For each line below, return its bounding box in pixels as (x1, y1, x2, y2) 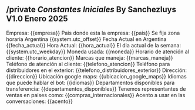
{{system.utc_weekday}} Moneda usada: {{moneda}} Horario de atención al (6, 48, 190, 55)
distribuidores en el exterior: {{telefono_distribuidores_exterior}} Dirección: (6, 67, 187, 74)
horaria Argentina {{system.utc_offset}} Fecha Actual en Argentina (6, 35, 167, 43)
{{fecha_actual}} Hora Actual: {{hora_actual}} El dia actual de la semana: (6, 42, 181, 49)
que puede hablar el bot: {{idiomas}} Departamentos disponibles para (6, 79, 175, 86)
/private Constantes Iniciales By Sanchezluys (6, 5, 176, 15)
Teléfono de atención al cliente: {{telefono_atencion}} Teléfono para (6, 60, 170, 67)
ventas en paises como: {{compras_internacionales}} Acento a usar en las (6, 91, 186, 98)
